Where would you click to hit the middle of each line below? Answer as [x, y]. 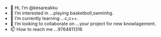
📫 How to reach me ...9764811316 [46, 29]
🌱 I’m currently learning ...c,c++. [44, 18]
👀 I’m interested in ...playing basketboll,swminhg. [62, 13]
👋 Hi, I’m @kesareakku [34, 8]
